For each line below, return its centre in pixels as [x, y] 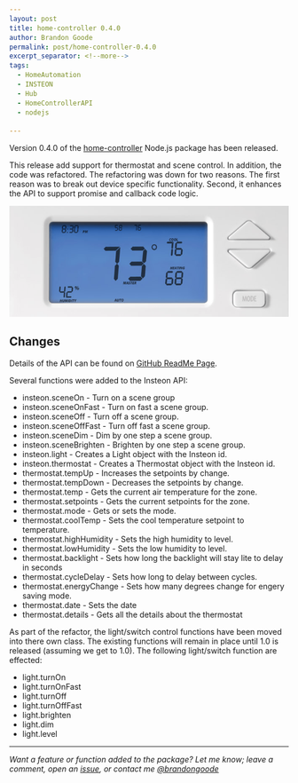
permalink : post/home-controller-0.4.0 [83, 47]
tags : [19, 66]
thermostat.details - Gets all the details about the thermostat [132, 614]
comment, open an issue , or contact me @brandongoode [114, 769]
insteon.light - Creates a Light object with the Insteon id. [125, 454]
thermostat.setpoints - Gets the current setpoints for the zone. [136, 501]
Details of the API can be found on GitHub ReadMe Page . [113, 363]
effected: [26, 660]
